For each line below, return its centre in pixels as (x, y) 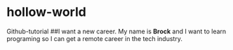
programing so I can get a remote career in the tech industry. (95, 38)
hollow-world (47, 12)
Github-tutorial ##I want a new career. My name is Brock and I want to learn (116, 31)
